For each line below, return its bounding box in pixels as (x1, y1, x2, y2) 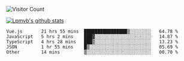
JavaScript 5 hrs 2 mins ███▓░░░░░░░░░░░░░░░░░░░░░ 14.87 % (6, 34, 179, 40)
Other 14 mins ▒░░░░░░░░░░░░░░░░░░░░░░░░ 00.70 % (6, 49, 179, 55)
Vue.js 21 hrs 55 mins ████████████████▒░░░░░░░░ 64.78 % (6, 28, 179, 34)
